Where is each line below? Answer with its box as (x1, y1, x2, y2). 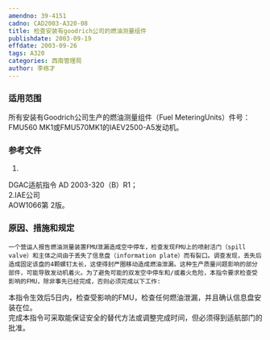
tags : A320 (8, 49, 45, 57)
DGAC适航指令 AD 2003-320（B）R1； (8, 180, 139, 190)
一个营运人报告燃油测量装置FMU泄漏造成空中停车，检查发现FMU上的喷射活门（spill (8, 243, 247, 251)
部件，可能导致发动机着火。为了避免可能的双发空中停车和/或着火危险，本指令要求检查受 (8, 268, 258, 277)
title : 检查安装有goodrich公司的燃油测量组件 (8, 27, 147, 35)
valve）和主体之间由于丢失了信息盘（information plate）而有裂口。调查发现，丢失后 (8, 251, 262, 259)
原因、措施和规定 (8, 223, 75, 234)
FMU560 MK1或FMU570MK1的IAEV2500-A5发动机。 (8, 123, 184, 132)
